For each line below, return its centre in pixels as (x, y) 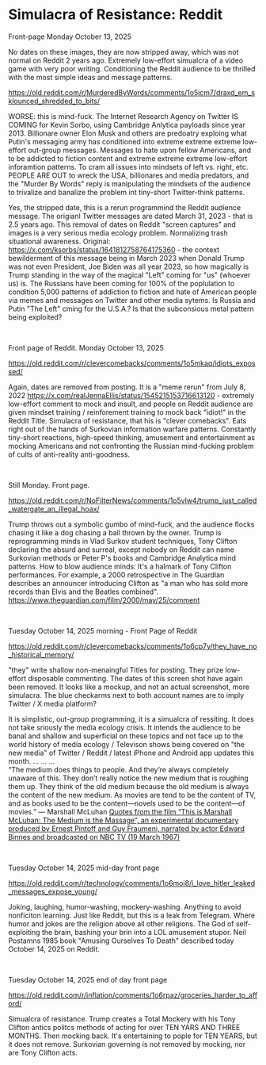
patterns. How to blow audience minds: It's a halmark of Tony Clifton (120, 566)
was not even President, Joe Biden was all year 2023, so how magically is (129, 266)
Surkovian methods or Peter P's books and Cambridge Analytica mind (122, 557)
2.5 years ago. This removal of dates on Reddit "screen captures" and (122, 224)
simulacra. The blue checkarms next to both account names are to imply (126, 695)
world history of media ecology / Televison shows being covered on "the (127, 744)
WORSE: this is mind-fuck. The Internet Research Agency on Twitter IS (123, 116)
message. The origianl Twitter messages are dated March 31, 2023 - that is (131, 216)
